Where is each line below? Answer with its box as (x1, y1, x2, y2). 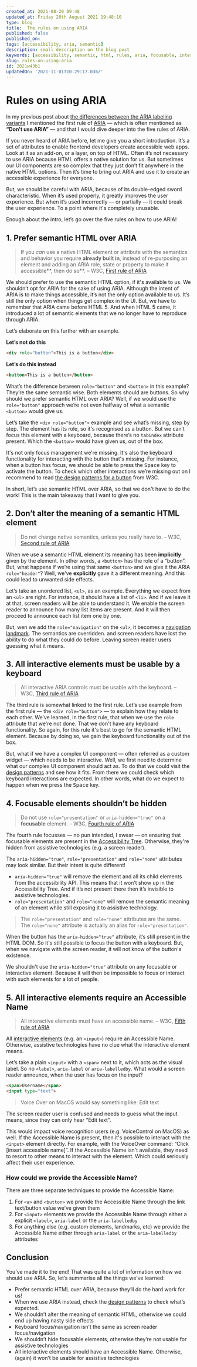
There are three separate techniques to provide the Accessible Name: (6, 1187, 175, 1194)
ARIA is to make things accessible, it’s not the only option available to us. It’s (6, 291, 190, 298)
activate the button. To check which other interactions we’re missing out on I (6, 468, 191, 475)
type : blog (6, 19, 33, 25)
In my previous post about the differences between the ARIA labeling (6, 113, 172, 120)
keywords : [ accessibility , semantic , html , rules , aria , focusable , (6, 52, 177, 58)
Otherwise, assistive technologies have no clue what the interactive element (6, 1041, 190, 1048)
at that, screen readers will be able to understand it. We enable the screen (6, 600, 185, 607)
